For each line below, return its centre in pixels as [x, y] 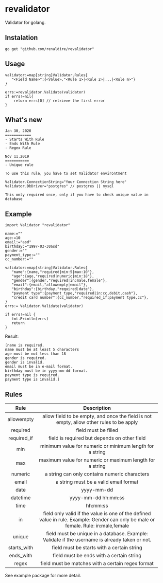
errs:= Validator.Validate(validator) [44, 306]
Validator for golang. [25, 22]
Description [97, 408]
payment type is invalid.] [32, 380]
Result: [12, 336]
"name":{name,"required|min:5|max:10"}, [53, 272]
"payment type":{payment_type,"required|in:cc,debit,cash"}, [74, 293]
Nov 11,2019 [17, 157]
